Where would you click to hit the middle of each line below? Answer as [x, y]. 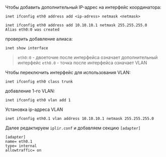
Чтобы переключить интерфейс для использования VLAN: [68, 72]
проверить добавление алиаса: [39, 39]
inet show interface [27, 48]
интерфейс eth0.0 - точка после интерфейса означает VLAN [82, 63]
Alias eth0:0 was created [32, 30]
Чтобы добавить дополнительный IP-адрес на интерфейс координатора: [84, 7]
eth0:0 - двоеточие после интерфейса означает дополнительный [88, 57]
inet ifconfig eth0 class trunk [39, 82]
